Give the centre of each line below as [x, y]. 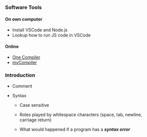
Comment [22, 86]
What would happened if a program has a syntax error [75, 129]
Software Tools [24, 7]
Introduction [20, 75]
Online [12, 46]
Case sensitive [34, 105]
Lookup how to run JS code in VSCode [51, 35]
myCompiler [24, 62]
